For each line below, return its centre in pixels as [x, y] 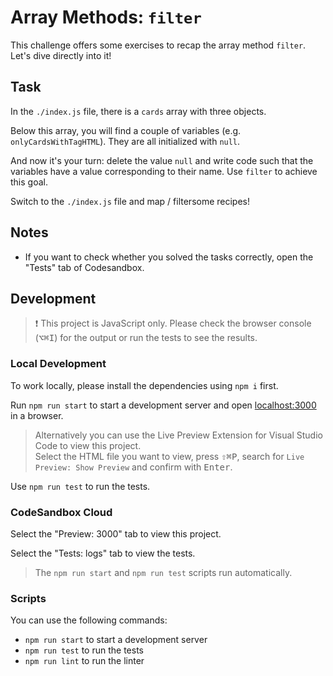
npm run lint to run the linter [84, 661]
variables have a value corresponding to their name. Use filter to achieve [164, 171]
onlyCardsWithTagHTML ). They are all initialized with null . [125, 141]
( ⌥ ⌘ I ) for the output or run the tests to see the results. [146, 338]
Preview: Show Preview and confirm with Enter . [133, 467]
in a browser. [37, 415]
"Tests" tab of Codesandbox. [84, 267]
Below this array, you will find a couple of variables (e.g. [126, 130]
